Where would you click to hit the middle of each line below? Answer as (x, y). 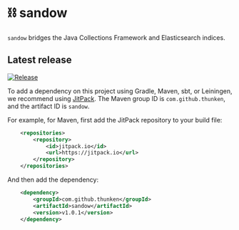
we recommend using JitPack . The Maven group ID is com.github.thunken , (117, 98)
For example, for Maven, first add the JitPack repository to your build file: (115, 120)
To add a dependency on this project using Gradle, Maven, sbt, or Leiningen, (120, 91)
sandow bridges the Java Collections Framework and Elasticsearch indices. (117, 37)
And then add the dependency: (53, 179)
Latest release (40, 60)
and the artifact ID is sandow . (49, 106)
